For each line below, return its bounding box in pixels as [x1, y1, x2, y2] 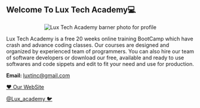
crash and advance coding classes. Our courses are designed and [6, 41, 170, 49]
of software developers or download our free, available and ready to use [6, 54, 184, 61]
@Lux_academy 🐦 [6, 95, 53, 102]
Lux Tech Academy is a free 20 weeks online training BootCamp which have [6, 35, 193, 42]
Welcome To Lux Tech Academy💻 [6, 5, 136, 15]
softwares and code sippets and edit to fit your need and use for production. [6, 60, 194, 67]
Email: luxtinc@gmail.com [6, 72, 70, 79]
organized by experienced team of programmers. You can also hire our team [6, 47, 195, 55]
